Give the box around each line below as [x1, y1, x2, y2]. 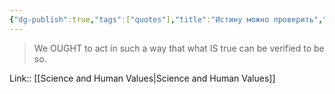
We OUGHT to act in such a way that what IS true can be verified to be [33, 42, 325, 54]
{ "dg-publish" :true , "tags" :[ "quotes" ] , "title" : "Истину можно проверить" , [9, 14, 324, 25]
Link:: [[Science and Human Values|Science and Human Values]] [9, 72, 276, 84]
